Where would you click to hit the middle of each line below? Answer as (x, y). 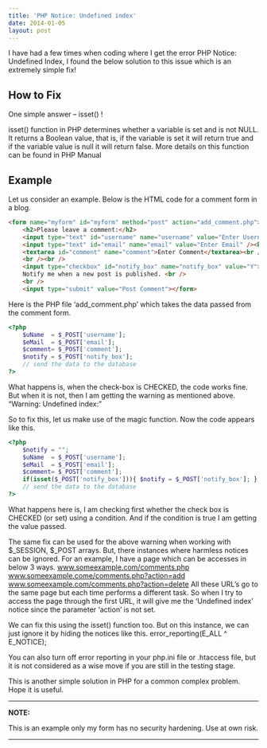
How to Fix (35, 95)
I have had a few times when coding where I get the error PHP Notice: (122, 53)
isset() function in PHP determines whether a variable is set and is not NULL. (133, 130)
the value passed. (37, 526)
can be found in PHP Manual (55, 155)
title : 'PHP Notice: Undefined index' (72, 16)
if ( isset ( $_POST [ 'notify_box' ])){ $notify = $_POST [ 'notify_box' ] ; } (140, 480)
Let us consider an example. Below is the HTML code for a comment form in (133, 199)
